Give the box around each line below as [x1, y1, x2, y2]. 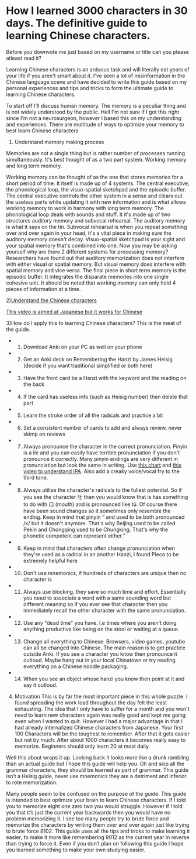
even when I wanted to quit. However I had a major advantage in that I [14, 717, 183, 724]
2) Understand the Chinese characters [6, 297, 97, 304]
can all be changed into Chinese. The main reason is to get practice [23, 644, 185, 651]
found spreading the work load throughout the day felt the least [14, 699, 167, 706]
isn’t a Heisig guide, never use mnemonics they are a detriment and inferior [6, 772, 187, 779]
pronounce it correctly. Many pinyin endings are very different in [23, 455, 178, 462]
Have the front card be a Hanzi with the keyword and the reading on [23, 374, 187, 381]
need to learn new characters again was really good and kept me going [14, 711, 186, 718]
